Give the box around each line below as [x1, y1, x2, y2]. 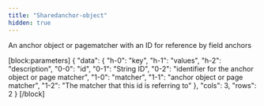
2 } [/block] [8, 89, 45, 98]
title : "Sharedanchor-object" [8, 11, 108, 20]
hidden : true [8, 19, 51, 27]
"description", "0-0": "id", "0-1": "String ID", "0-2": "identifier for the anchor [8, 64, 255, 73]
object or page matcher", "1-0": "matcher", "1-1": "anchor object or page [8, 72, 243, 82]
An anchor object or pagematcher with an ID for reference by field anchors [8, 40, 251, 49]
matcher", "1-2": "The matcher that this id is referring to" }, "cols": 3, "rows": [8, 80, 257, 90]
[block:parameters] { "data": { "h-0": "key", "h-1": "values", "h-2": [8, 56, 221, 65]
